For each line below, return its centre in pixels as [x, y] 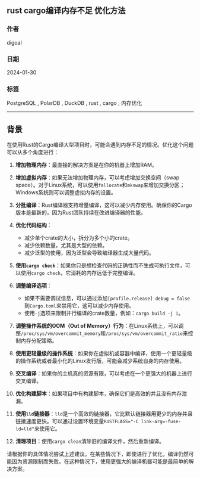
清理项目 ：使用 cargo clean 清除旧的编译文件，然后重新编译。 [90, 441]
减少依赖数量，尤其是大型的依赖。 [66, 246]
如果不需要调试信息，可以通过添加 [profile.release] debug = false [107, 298]
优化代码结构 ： [34, 225]
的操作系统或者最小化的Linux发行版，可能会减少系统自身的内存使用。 [100, 361]
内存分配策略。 [39, 341]
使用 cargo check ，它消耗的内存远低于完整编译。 [80, 273]
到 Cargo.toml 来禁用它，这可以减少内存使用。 [79, 306]
